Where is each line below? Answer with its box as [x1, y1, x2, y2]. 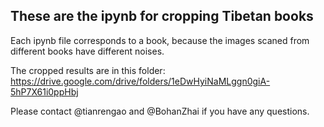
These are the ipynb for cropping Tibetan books [10, 8, 314, 25]
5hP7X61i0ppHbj [10, 85, 79, 98]
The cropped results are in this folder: [10, 64, 166, 76]
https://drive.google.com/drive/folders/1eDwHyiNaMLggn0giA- [10, 75, 271, 87]
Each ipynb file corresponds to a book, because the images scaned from [10, 34, 310, 46]
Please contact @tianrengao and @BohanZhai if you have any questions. [10, 105, 310, 117]
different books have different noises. [10, 45, 165, 57]
